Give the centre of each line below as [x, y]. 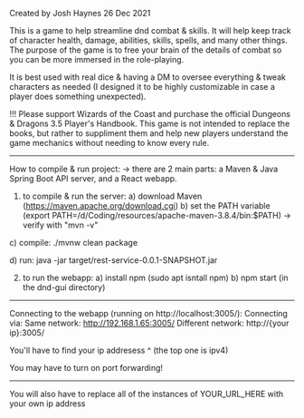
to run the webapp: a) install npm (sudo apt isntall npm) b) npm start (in [155, 277]
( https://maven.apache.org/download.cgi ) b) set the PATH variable [146, 206]
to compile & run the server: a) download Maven [112, 196]
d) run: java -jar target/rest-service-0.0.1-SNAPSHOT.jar [114, 260]
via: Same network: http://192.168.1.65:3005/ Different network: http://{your [149, 323]
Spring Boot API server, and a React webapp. [94, 179]
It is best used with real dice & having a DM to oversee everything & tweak [148, 77]
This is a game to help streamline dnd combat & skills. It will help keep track [150, 30]
